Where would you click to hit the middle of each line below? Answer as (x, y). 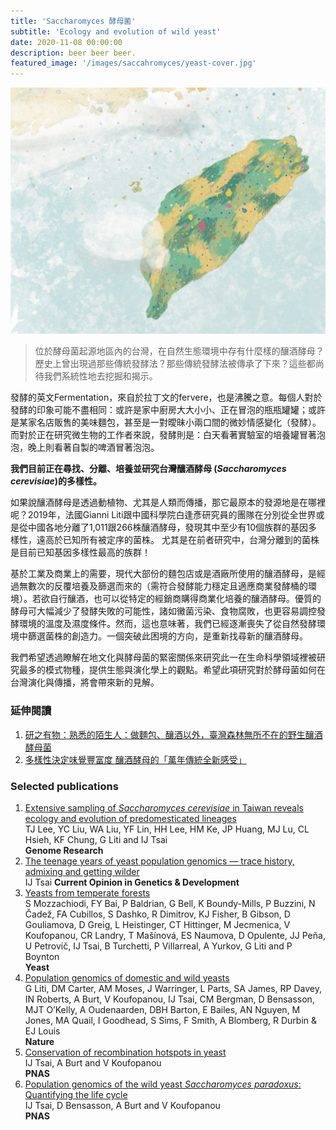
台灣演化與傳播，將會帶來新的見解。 (85, 682)
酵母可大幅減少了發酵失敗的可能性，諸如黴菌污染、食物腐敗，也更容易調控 (163, 611)
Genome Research (64, 850)
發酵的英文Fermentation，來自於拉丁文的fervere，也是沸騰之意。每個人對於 (166, 397)
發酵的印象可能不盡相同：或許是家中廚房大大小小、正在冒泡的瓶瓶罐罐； (159, 410)
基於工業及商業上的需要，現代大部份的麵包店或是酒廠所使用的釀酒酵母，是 (163, 574)
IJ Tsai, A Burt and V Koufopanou (93, 1062)
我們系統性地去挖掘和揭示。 (100, 376)
